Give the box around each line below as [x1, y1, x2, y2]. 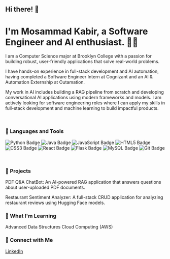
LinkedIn [5, 248, 23, 254]
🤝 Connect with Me [5, 237, 53, 244]
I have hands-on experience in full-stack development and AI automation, [5, 68, 159, 74]
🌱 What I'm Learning [5, 212, 57, 219]
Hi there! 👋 [5, 5, 40, 14]
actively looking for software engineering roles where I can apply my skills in [5, 100, 165, 106]
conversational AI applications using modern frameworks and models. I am [5, 95, 161, 101]
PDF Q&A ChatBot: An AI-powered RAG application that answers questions [5, 179, 161, 185]
